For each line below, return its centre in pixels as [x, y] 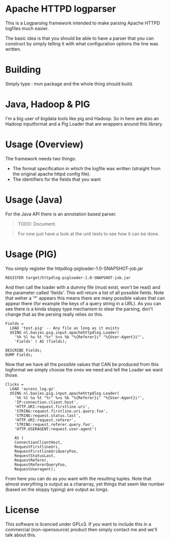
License [22, 510]
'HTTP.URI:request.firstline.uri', [52, 406]
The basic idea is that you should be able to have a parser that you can [80, 38]
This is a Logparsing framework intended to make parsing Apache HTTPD [83, 23]
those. [12, 375]
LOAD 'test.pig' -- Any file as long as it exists [65, 328]
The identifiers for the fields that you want [56, 179]
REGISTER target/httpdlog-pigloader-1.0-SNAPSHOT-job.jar [68, 278]
